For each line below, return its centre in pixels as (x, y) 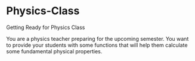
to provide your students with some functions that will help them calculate (97, 45)
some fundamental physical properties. (54, 51)
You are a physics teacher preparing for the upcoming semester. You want (97, 38)
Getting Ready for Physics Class (46, 27)
